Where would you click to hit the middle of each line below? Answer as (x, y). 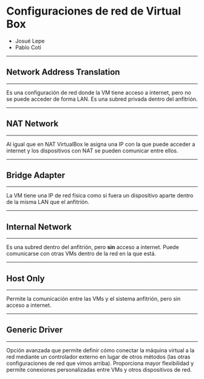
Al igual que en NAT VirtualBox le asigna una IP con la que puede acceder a (101, 144)
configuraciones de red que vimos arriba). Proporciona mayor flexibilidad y (100, 363)
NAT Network (32, 124)
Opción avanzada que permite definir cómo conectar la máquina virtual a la (100, 350)
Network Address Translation (63, 72)
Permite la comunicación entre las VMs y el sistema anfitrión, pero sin (93, 299)
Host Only (25, 278)
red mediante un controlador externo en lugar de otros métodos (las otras (98, 357)
